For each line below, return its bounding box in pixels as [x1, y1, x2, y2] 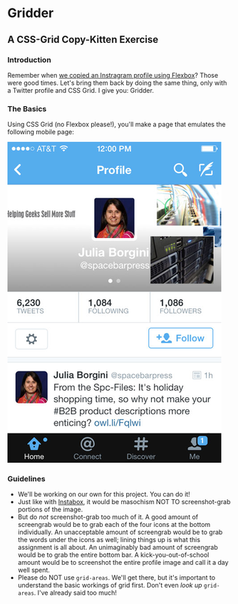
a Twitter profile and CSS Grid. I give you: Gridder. [7, 86, 155, 94]
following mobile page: [7, 128, 75, 136]
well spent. [17, 565, 50, 575]
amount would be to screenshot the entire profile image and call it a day [17, 558, 229, 567]
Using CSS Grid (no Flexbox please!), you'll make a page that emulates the [7, 120, 226, 129]
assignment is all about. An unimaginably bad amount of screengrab [17, 543, 219, 552]
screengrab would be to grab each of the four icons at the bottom [17, 521, 211, 529]
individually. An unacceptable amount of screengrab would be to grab [17, 528, 223, 536]
